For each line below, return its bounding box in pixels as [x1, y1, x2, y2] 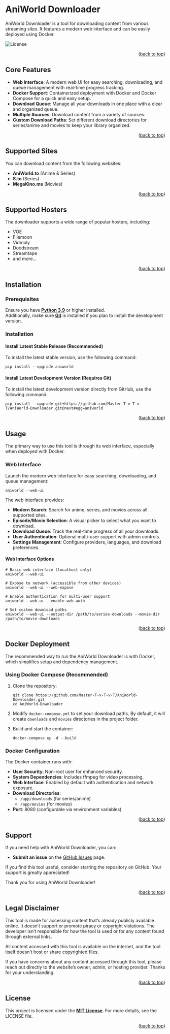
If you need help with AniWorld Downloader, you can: [5, 844, 117, 850]
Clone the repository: [12, 683, 57, 689]
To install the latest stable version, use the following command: [5, 354, 137, 361]
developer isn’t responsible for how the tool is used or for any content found [5, 928, 164, 934]
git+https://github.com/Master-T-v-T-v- [55, 401, 142, 407]
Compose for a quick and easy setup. [12, 95, 91, 101]
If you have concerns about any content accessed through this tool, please [5, 958, 162, 964]
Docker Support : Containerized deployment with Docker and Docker [12, 90, 157, 96]
